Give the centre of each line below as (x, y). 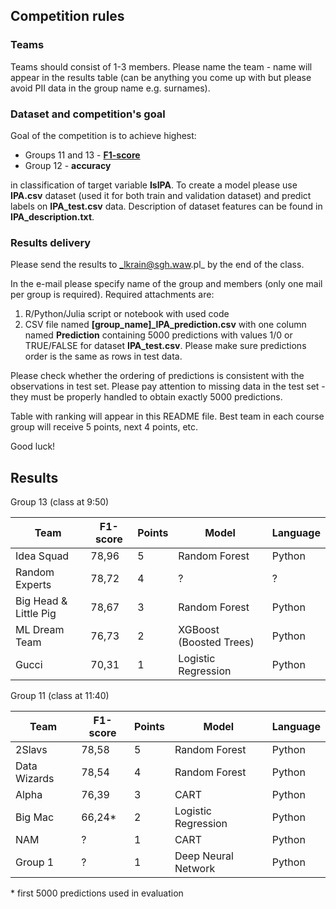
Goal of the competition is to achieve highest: (103, 135)
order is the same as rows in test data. (103, 356)
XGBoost (199, 630)
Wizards (35, 779)
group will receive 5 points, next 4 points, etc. (104, 427)
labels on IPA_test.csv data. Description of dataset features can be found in (166, 206)
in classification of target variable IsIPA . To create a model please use (154, 185)
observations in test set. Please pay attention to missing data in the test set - (168, 386)
